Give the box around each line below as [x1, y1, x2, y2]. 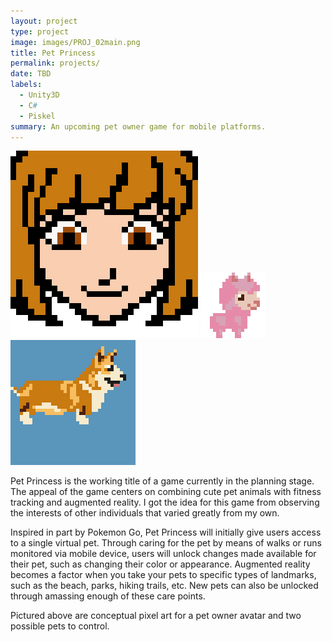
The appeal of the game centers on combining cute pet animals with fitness [10, 486, 322, 498]
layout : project [10, 16, 78, 26]
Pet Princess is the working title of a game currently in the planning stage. [10, 475, 315, 487]
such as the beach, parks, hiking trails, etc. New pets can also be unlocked [10, 580, 319, 592]
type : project [10, 26, 70, 37]
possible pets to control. [10, 620, 110, 632]
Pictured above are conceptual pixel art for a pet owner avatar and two [10, 610, 302, 622]
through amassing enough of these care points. [10, 590, 206, 602]
